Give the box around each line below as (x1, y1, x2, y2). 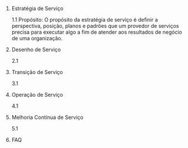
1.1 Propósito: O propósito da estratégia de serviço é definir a (11, 16, 158, 23)
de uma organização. (11, 35, 63, 41)
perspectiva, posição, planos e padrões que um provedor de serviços (11, 23, 179, 29)
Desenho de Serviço (11, 46, 61, 53)
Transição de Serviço (11, 69, 63, 75)
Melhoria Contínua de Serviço (11, 114, 83, 121)
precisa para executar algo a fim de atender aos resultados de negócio (11, 29, 182, 36)
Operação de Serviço (11, 91, 63, 98)
